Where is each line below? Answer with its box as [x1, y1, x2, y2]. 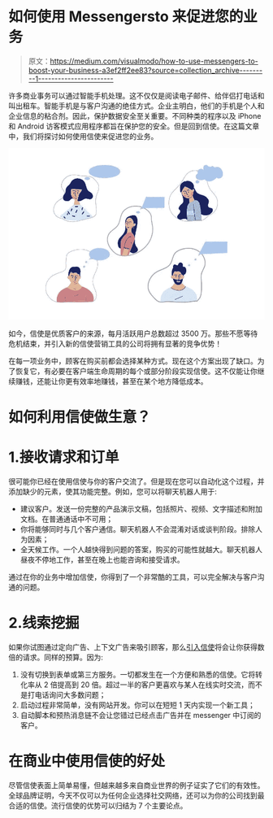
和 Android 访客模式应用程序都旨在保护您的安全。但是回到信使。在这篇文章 [8, 121, 260, 131]
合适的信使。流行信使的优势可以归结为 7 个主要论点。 [8, 801, 188, 811]
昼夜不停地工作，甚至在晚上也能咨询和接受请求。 [19, 555, 184, 565]
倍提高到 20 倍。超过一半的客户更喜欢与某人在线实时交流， [50, 680, 249, 690]
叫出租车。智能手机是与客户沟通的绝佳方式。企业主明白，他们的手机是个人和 [8, 101, 265, 111]
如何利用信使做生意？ [8, 408, 152, 427]
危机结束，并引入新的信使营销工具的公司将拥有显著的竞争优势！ [8, 339, 222, 349]
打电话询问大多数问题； [27, 690, 106, 700]
